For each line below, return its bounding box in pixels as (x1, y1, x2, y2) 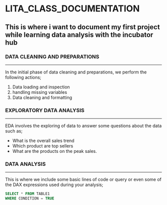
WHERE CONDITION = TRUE (5, 196, 55, 201)
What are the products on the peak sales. (12, 148, 97, 154)
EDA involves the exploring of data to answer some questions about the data (5, 123, 162, 129)
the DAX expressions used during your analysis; (5, 182, 103, 188)
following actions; (5, 74, 41, 80)
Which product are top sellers (12, 143, 74, 149)
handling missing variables (12, 89, 67, 95)
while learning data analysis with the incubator (5, 30, 154, 39)
